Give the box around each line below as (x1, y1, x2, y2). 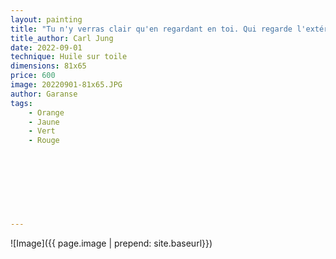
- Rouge (28, 136, 60, 146)
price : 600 (10, 71, 56, 81)
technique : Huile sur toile (10, 52, 128, 62)
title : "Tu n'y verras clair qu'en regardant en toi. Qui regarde (10, 24, 293, 34)
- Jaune (28, 117, 60, 127)
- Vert (28, 126, 56, 136)
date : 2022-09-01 (10, 42, 83, 53)
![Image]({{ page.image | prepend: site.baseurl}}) (10, 237, 213, 249)
